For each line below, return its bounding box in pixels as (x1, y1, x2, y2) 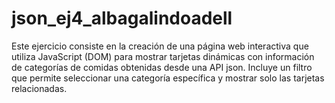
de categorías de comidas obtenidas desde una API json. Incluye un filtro (11, 61, 313, 73)
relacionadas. (11, 82, 68, 94)
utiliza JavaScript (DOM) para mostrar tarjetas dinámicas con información (11, 50, 315, 62)
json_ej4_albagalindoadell (11, 7, 233, 30)
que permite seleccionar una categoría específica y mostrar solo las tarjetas (11, 72, 325, 84)
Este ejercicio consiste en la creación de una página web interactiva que (11, 40, 309, 52)
